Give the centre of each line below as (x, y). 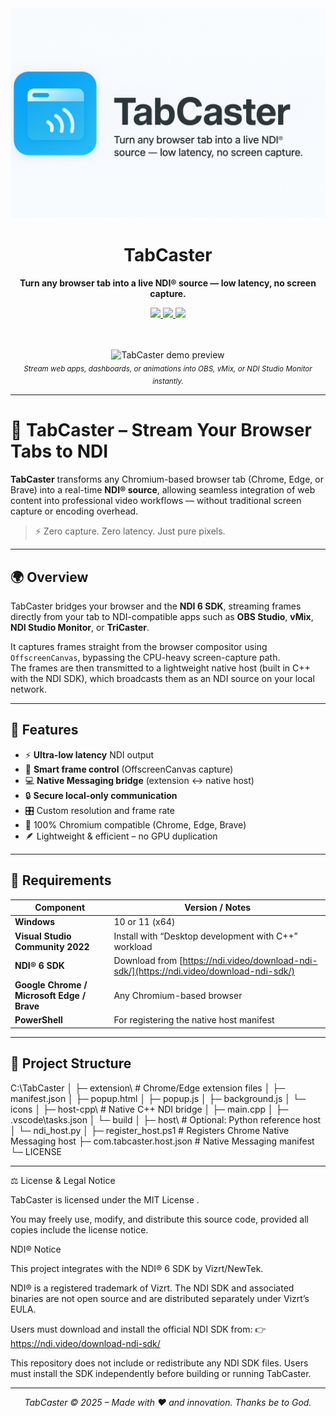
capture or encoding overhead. (74, 511)
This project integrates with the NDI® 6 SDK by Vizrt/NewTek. (137, 1268)
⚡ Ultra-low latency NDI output (89, 754)
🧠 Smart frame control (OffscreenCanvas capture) (129, 769)
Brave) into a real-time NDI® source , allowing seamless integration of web (163, 490)
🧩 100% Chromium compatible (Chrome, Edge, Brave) (135, 824)
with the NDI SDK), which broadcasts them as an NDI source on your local (162, 678)
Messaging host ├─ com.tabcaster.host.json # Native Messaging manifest (162, 1141)
